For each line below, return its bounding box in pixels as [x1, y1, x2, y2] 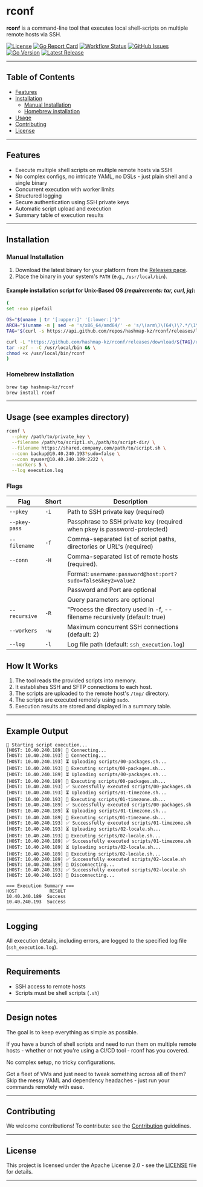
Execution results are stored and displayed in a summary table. [14, 703, 172, 710]
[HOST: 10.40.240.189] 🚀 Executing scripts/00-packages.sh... [6, 779, 166, 785]
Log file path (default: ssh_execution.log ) [67, 640, 185, 649]
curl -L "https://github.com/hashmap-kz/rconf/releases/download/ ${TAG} [6, 339, 193, 345]
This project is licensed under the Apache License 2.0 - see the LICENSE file [6, 1162, 197, 1169]
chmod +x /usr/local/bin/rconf [6, 350, 85, 356]
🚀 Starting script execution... [6, 742, 88, 748]
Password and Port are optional [67, 586, 156, 594]
